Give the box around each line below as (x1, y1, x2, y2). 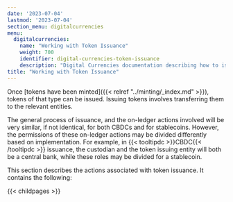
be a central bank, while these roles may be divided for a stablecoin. (7, 152, 202, 160)
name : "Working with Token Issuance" (19, 42, 129, 49)
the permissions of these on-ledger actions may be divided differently (7, 130, 207, 139)
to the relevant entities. (7, 102, 73, 110)
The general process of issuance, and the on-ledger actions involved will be (7, 115, 225, 124)
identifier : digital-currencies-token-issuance (19, 56, 159, 62)
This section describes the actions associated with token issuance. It (7, 166, 204, 174)
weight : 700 (19, 49, 54, 56)
